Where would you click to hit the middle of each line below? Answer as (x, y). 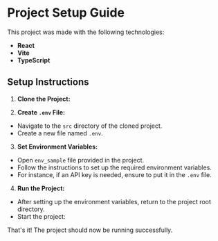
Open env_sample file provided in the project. (81, 160)
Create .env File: (41, 112)
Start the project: (41, 216)
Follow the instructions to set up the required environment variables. (115, 167)
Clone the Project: (44, 99)
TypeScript (34, 60)
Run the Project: (41, 188)
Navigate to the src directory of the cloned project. (90, 126)
